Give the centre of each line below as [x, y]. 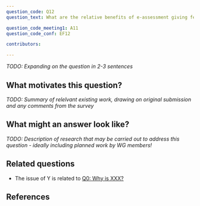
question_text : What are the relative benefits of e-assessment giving [97, 17]
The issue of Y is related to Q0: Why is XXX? [69, 178]
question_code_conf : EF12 [38, 33]
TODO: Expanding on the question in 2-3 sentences [69, 67]
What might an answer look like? [68, 125]
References [28, 197]
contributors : [24, 44]
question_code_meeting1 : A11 [42, 28]
